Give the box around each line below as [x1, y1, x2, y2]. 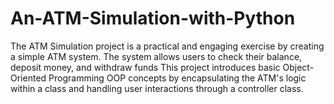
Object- [282, 61, 315, 73]
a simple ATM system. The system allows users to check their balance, [10, 50, 303, 62]
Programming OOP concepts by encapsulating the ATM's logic [48, 72, 307, 84]
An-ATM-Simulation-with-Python [10, 7, 296, 30]
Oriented [10, 72, 47, 84]
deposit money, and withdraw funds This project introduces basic [10, 61, 281, 73]
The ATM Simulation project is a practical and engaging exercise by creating [10, 40, 325, 52]
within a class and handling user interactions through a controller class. [10, 82, 304, 94]
